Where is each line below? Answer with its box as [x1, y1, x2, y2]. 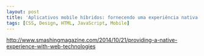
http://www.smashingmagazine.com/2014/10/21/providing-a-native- [6, 37, 178, 44]
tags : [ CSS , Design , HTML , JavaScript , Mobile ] [6, 20, 130, 26]
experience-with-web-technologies [6, 43, 96, 50]
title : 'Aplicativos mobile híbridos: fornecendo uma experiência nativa [6, 14, 199, 20]
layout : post [6, 8, 40, 15]
